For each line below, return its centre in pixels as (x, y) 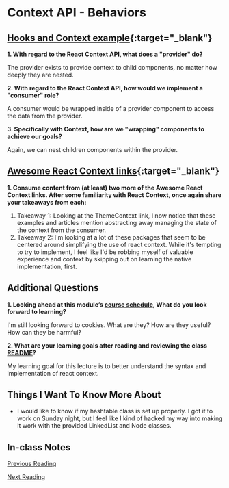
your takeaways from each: (47, 202)
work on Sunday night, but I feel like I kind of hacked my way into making (120, 418)
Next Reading (26, 477)
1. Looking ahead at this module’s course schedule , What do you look (107, 304)
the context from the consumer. (62, 230)
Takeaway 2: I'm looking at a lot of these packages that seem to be (111, 237)
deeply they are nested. (40, 75)
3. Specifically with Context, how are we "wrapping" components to (106, 129)
